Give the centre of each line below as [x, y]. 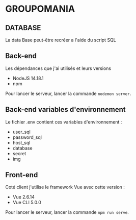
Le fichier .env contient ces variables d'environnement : [64, 122]
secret [19, 153]
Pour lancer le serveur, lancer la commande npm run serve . [67, 212]
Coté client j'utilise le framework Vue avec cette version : [65, 187]
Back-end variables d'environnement [65, 109]
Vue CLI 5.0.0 [27, 203]
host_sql [21, 142]
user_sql [21, 132]
